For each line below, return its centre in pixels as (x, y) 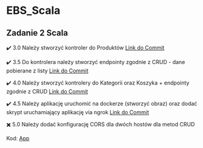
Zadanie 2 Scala (37, 33)
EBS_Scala (33, 11)
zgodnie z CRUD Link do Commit (47, 92)
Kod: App (18, 138)
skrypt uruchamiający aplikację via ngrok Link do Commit (78, 112)
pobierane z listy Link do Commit (48, 71)
